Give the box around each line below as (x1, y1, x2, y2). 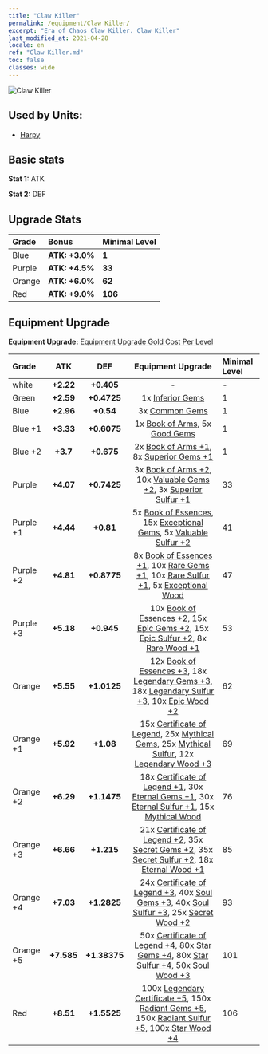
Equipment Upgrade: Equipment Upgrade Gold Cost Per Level (8, 337, 214, 346)
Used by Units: (8, 109, 83, 122)
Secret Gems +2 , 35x (132, 844, 214, 855)
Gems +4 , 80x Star (137, 950, 209, 961)
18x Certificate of (139, 772, 207, 782)
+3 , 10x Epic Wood (136, 696, 210, 706)
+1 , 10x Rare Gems (136, 560, 210, 570)
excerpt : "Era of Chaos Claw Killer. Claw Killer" (8, 26, 180, 34)
